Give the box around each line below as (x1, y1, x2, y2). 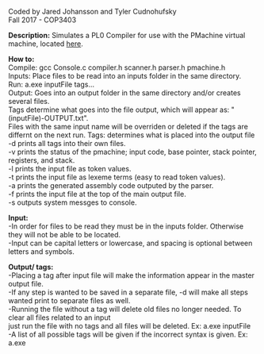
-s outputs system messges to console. (8, 198, 137, 207)
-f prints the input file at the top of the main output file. (8, 190, 186, 198)
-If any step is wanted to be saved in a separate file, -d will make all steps (8, 287, 248, 297)
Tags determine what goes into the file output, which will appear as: (8, 105, 230, 114)
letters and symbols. (8, 247, 75, 256)
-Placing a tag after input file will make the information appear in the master (8, 271, 255, 280)
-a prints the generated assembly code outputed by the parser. (8, 181, 214, 190)
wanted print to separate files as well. (8, 296, 131, 305)
